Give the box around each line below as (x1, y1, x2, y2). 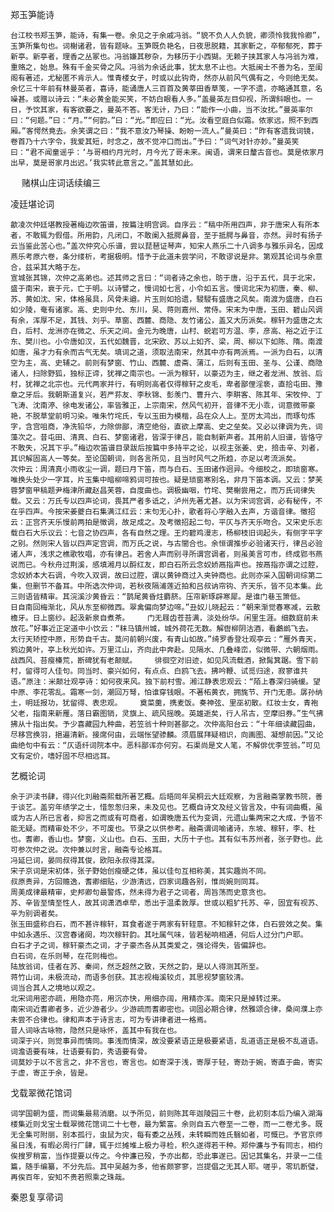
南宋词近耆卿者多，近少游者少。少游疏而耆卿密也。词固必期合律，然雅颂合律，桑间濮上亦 (10, 1004, 323, 1014)
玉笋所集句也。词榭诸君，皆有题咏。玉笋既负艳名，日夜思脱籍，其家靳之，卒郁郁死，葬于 (10, 41, 323, 51)
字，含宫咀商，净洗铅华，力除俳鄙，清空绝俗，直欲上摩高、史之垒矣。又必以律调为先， (10, 422, 316, 432)
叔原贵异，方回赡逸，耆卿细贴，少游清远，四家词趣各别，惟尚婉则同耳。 (10, 877, 264, 887)
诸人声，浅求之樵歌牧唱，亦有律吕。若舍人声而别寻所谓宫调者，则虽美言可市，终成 (10, 549, 301, 559)
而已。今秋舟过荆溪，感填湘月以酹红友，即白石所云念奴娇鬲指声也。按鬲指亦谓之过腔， (17, 560, 323, 570)
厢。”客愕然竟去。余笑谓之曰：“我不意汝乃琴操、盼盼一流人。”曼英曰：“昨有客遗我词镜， (10, 126, 319, 136)
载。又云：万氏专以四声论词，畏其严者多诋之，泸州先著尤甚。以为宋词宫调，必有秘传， (10, 496, 316, 506)
